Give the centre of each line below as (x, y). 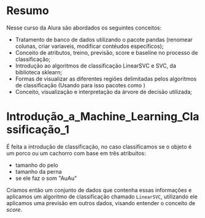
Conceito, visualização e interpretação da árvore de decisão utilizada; (103, 91)
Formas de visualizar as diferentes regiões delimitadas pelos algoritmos (106, 79)
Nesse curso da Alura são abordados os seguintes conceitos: (84, 28)
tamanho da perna (39, 171)
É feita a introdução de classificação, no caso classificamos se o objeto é (99, 146)
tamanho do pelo (37, 165)
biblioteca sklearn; (39, 72)
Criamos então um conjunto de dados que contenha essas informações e (99, 190)
